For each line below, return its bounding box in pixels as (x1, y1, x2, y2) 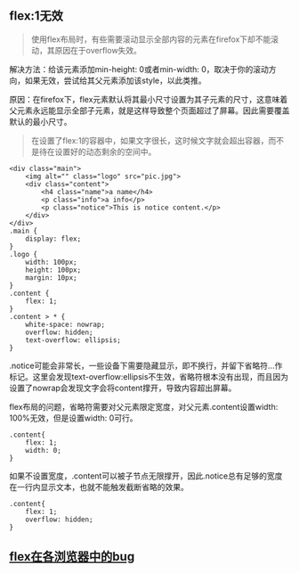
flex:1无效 (9, 8, 64, 24)
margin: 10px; (25, 273, 77, 282)
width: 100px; (25, 258, 77, 266)
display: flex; (25, 234, 82, 243)
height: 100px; (25, 266, 82, 274)
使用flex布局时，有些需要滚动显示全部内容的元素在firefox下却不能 (30, 34, 271, 45)
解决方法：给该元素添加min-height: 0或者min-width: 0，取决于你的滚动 (9, 63, 270, 74)
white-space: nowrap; (25, 320, 105, 329)
